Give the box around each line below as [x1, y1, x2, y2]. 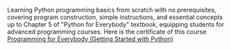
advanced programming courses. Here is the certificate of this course [7, 27, 207, 36]
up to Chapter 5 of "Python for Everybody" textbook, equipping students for [7, 21, 224, 28]
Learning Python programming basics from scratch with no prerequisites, [7, 6, 216, 14]
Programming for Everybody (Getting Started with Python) [7, 35, 173, 43]
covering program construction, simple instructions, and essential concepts [7, 13, 223, 21]
